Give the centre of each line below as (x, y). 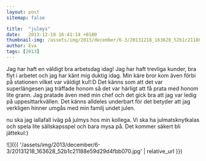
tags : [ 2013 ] (23, 52)
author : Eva (21, 46)
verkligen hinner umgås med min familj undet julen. (71, 108)
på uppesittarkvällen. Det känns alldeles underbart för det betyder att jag (98, 101)
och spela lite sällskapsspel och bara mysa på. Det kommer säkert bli (93, 126)
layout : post (23, 12)
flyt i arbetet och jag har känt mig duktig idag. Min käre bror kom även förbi (101, 75)
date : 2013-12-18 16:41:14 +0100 (52, 34)
